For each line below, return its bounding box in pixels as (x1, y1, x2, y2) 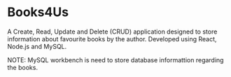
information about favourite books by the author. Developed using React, (7, 34, 217, 43)
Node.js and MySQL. (7, 42, 67, 50)
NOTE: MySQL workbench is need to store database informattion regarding (7, 55, 224, 64)
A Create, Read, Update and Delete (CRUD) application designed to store (7, 27, 218, 36)
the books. (7, 63, 38, 71)
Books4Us (7, 4, 69, 20)
